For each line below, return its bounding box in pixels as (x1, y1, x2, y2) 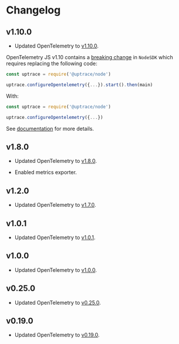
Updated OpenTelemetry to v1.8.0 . (14, 158, 97, 165)
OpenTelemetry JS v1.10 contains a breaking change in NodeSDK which (6, 54, 174, 60)
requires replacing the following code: (6, 60, 98, 67)
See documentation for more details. (6, 125, 94, 132)
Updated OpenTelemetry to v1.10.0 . (14, 42, 99, 49)
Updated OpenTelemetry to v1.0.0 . (14, 266, 97, 273)
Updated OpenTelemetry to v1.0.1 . (14, 234, 96, 241)
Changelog (6, 4, 61, 17)
